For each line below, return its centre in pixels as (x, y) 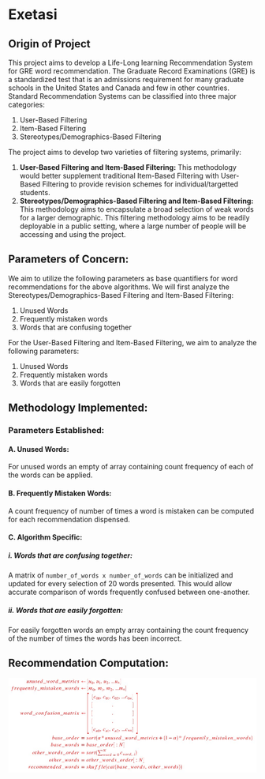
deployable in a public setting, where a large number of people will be (133, 226)
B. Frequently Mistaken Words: (60, 493)
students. (35, 192)
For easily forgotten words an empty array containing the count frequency (129, 630)
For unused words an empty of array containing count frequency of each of (131, 467)
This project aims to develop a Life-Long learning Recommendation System (131, 62)
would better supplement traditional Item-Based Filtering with (119, 176)
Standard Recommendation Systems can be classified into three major (122, 96)
